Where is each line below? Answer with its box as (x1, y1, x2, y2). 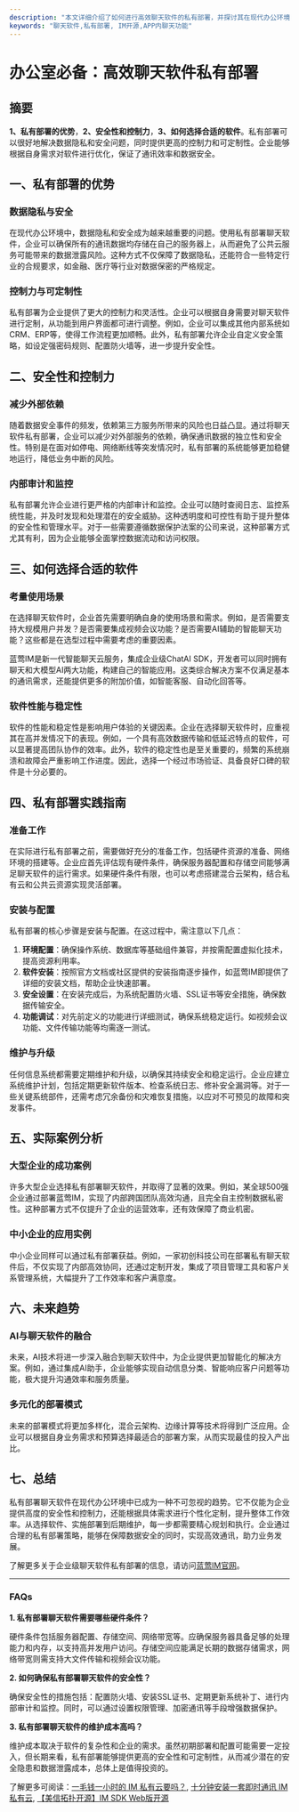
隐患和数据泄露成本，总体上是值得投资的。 (16, 1762, 174, 1773)
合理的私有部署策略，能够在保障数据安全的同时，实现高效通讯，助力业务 (9, 1530, 274, 1541)
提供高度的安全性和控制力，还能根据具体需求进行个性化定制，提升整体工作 (9, 1508, 282, 1518)
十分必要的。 (24, 766, 72, 777)
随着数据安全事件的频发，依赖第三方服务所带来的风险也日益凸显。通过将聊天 (9, 420, 290, 431)
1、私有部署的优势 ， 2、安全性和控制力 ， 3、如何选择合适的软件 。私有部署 (9, 125, 280, 136)
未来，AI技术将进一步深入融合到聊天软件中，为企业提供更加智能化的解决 (9, 1352, 274, 1363)
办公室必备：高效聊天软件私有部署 (9, 62, 260, 83)
